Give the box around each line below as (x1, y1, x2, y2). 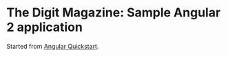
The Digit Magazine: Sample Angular (6, 5, 221, 21)
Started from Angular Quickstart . (6, 42, 99, 50)
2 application (6, 19, 83, 35)
